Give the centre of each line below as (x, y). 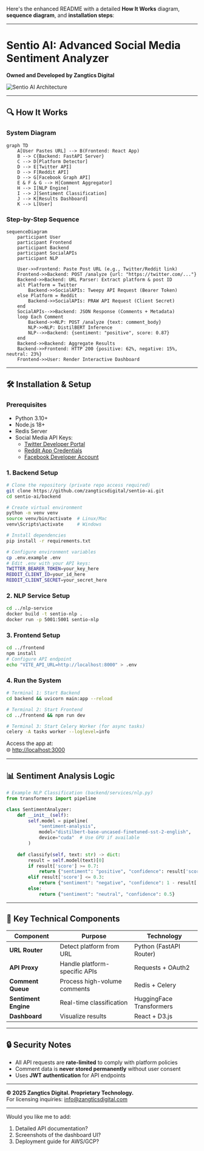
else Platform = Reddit (47, 295)
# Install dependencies (36, 535)
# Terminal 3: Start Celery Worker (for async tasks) (76, 726)
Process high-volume (91, 981)
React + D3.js (153, 1016)
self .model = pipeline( (58, 821)
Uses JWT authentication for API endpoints (70, 1076)
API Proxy (24, 967)
